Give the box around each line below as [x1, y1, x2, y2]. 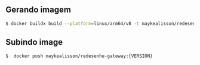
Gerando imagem [5, 5, 71, 15]
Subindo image [5, 37, 63, 47]
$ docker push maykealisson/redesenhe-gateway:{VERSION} [5, 53, 153, 59]
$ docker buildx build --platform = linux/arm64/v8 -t [5, 20, 140, 26]
